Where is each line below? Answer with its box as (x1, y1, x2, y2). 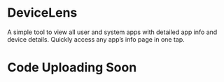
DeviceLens (7, 5, 78, 21)
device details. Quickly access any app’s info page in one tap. (7, 35, 185, 43)
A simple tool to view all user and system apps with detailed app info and (7, 28, 218, 36)
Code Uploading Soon (7, 60, 137, 76)
